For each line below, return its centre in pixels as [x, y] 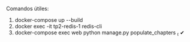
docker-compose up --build [49, 20]
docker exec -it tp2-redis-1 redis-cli [58, 26]
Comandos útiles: [28, 9]
